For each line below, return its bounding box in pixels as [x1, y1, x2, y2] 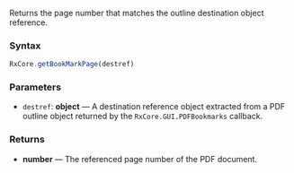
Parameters [9, 81, 61, 93]
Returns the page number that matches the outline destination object [9, 8, 264, 18]
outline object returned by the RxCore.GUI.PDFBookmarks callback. [22, 111, 263, 122]
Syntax [9, 39, 41, 52]
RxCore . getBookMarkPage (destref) [9, 60, 135, 69]
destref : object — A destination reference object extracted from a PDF [22, 101, 286, 112]
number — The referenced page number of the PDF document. [22, 153, 258, 164]
